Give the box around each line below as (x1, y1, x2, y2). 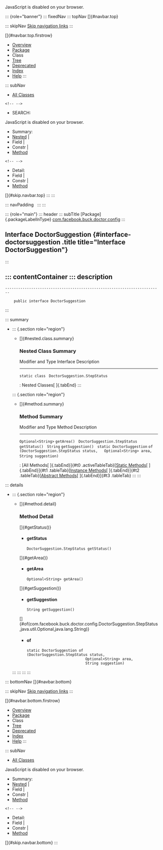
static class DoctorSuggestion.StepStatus (19, 373, 108, 378)
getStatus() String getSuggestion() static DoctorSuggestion (19, 444, 147, 449)
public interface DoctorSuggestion (14, 298, 86, 304)
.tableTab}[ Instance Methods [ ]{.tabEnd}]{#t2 (49, 467, 140, 473)
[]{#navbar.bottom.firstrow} (5, 698, 61, 704)
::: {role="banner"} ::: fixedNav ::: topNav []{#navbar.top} (5, 14, 119, 19)
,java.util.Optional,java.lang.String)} (19, 626, 90, 632)
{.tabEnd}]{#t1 (19, 467, 48, 473)
